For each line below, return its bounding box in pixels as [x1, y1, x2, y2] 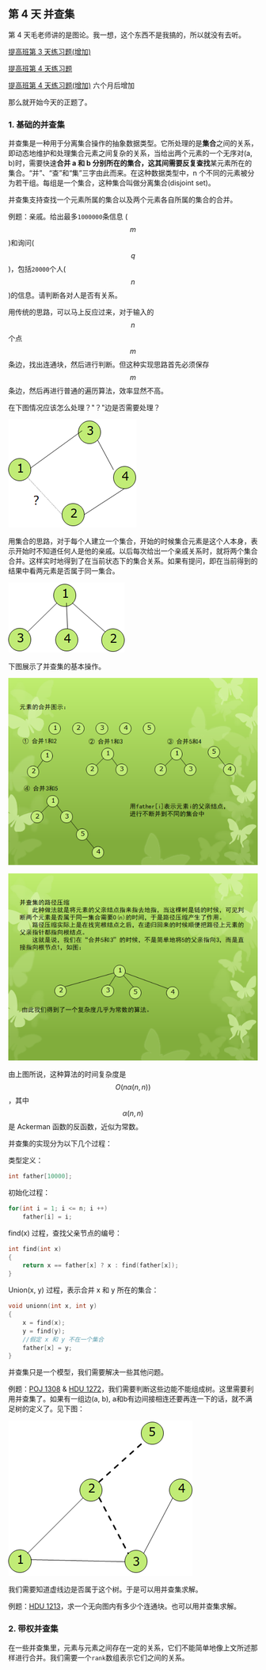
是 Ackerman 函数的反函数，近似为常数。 [8, 1122, 142, 1132]
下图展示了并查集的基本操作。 [8, 662, 105, 671]
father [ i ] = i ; [22, 1212, 73, 1221]
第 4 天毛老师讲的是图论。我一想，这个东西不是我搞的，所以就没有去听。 [8, 30, 245, 40]
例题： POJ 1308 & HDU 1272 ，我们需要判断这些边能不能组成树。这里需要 [8, 1384, 247, 1394]
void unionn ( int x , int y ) [8, 1302, 97, 1311]
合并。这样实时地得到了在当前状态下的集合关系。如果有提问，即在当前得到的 [8, 557, 258, 566]
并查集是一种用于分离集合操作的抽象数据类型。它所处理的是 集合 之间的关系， [8, 139, 258, 148]
